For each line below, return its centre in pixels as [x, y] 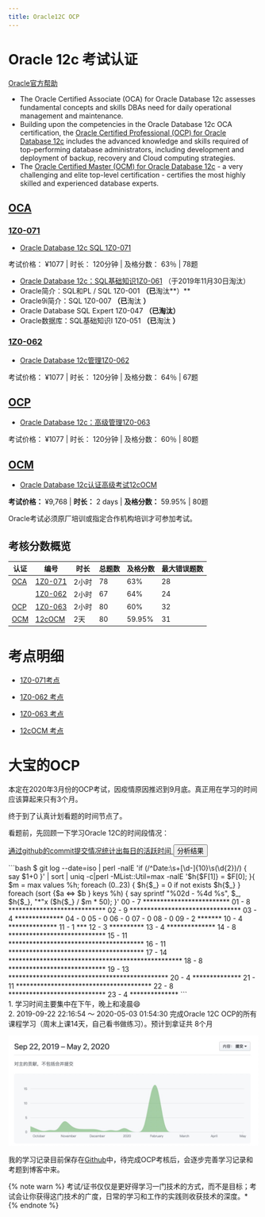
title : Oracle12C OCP [44, 17]
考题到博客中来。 [36, 1169]
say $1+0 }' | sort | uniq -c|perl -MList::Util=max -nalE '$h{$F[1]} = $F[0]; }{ [132, 876]
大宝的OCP [44, 766]
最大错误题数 [182, 569]
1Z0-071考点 [40, 680]
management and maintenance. [71, 116]
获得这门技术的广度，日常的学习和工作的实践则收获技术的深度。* [142, 1196]
